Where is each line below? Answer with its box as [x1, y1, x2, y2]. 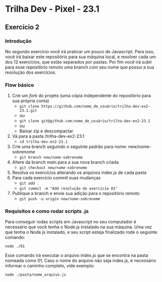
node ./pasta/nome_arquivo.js [5, 272, 67, 277]
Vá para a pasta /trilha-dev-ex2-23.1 [12, 133, 85, 139]
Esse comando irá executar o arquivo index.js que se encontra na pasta [5, 253, 148, 259]
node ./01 [5, 244, 25, 249]
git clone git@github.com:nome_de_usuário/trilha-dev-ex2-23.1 [19, 119, 151, 124]
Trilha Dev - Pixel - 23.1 [5, 3, 100, 15]
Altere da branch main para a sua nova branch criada [12, 159, 119, 165]
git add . [19, 181, 40, 186]
